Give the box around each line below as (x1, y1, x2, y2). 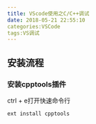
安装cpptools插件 (7, 79, 67, 89)
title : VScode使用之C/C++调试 (7, 10, 90, 17)
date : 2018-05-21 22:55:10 (7, 17, 86, 24)
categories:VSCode (7, 23, 61, 30)
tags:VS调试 (7, 29, 40, 37)
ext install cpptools (7, 110, 70, 117)
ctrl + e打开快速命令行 (7, 96, 71, 105)
